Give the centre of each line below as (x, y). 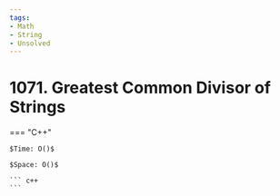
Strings (38, 108)
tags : (20, 18)
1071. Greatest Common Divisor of (140, 88)
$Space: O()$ (34, 165)
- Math (22, 26)
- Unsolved (30, 43)
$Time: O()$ (32, 149)
